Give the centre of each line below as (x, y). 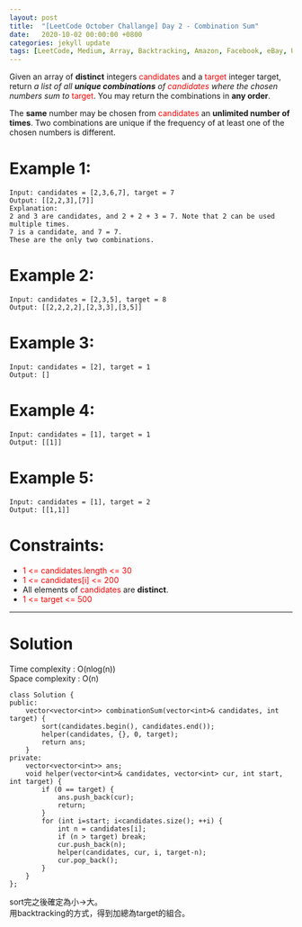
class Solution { (42, 695)
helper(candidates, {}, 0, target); (110, 734)
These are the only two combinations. (82, 240)
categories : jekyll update (60, 43)
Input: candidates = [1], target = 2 (80, 502)
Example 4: (52, 411)
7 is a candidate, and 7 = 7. (66, 232)
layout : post (34, 18)
